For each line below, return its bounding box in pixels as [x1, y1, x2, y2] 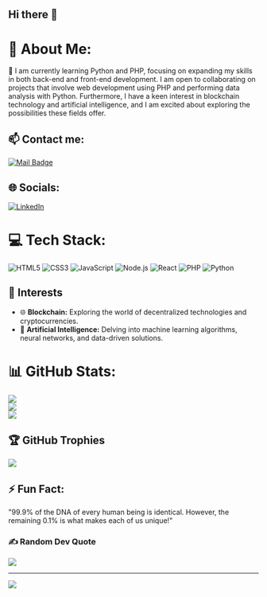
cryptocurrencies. [19, 316, 79, 326]
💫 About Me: [8, 40, 92, 58]
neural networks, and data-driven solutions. [19, 333, 164, 342]
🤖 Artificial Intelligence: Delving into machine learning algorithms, [19, 324, 238, 334]
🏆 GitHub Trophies [8, 434, 106, 447]
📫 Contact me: [8, 132, 85, 146]
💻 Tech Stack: [8, 232, 106, 249]
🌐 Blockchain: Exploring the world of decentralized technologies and [19, 307, 247, 317]
